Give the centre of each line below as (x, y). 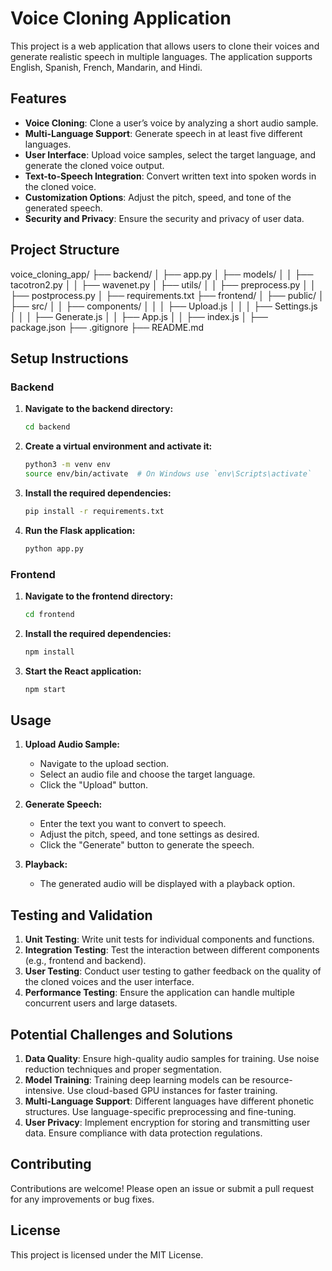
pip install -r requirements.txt (94, 511)
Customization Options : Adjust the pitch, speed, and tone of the (158, 197)
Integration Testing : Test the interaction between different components (172, 950)
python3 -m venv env (67, 465)
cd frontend (49, 614)
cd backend (47, 427)
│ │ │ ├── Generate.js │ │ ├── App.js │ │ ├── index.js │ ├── (139, 316)
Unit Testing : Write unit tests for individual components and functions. (169, 939)
